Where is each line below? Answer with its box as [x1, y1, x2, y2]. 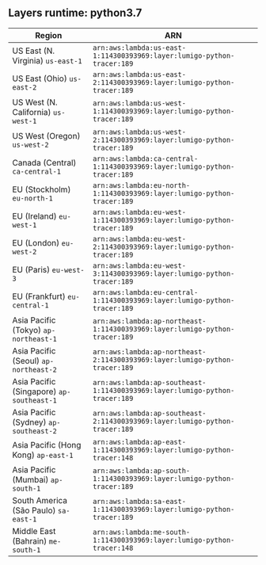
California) [12, 106, 51, 117]
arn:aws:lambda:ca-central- [92, 154, 199, 163]
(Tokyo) [12, 324, 42, 335]
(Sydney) [12, 416, 47, 427]
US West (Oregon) [12, 130, 81, 141]
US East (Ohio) [12, 73, 67, 84]
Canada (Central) [12, 157, 77, 168]
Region [35, 29, 63, 40]
